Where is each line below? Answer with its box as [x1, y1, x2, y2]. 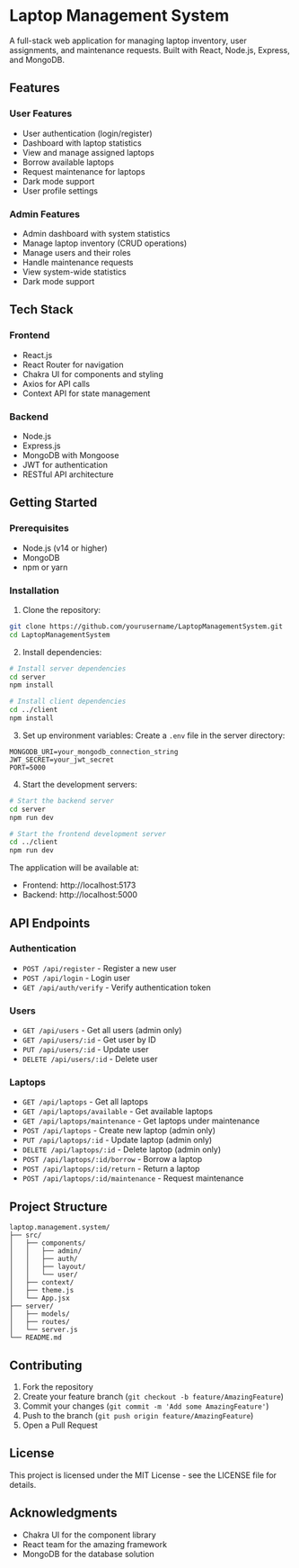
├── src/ [9, 1230, 42, 1240]
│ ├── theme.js [9, 1286, 75, 1295]
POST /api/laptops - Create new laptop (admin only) [22, 1125, 216, 1136]
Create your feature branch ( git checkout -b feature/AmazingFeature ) [22, 1392, 285, 1402]
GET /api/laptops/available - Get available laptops [22, 1106, 214, 1117]
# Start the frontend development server [9, 829, 167, 838]
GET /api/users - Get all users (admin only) [22, 1025, 182, 1036]
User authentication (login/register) [22, 128, 153, 139]
